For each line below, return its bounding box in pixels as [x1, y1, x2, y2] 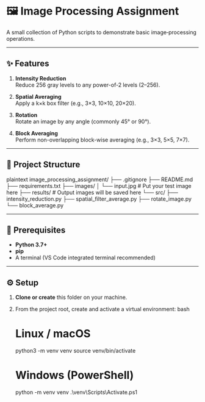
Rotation [15, 111, 38, 118]
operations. [6, 35, 35, 42]
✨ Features [6, 59, 49, 69]
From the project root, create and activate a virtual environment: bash [15, 306, 190, 313]
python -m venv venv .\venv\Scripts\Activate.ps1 [15, 389, 138, 396]
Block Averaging [15, 129, 58, 137]
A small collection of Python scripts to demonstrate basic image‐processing [6, 28, 197, 36]
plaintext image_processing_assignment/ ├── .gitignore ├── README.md [6, 176, 193, 183]
